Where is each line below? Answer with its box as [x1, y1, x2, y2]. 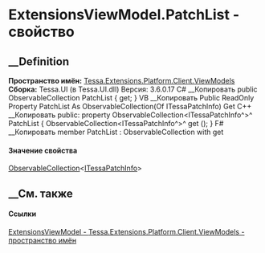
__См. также [8, 186, 74, 200]
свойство [8, 22, 75, 41]
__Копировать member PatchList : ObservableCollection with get [8, 127, 224, 137]
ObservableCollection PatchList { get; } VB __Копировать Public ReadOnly [8, 93, 255, 102]
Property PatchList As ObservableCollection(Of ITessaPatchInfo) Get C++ [8, 102, 252, 111]
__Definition [8, 55, 70, 68]
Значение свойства [8, 145, 78, 155]
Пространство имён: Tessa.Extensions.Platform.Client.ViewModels [8, 76, 235, 85]
